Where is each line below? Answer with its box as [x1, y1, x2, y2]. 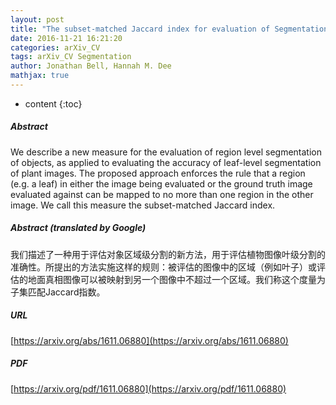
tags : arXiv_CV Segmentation [10, 52, 132, 62]
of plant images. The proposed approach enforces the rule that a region [10, 167, 306, 179]
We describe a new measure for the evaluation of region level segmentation [10, 146, 323, 158]
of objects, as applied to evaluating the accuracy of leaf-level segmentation [10, 156, 322, 168]
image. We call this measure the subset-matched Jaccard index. [10, 199, 276, 211]
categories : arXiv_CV [10, 42, 101, 53]
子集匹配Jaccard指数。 [10, 286, 106, 298]
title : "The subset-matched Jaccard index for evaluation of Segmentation [10, 24, 329, 34]
